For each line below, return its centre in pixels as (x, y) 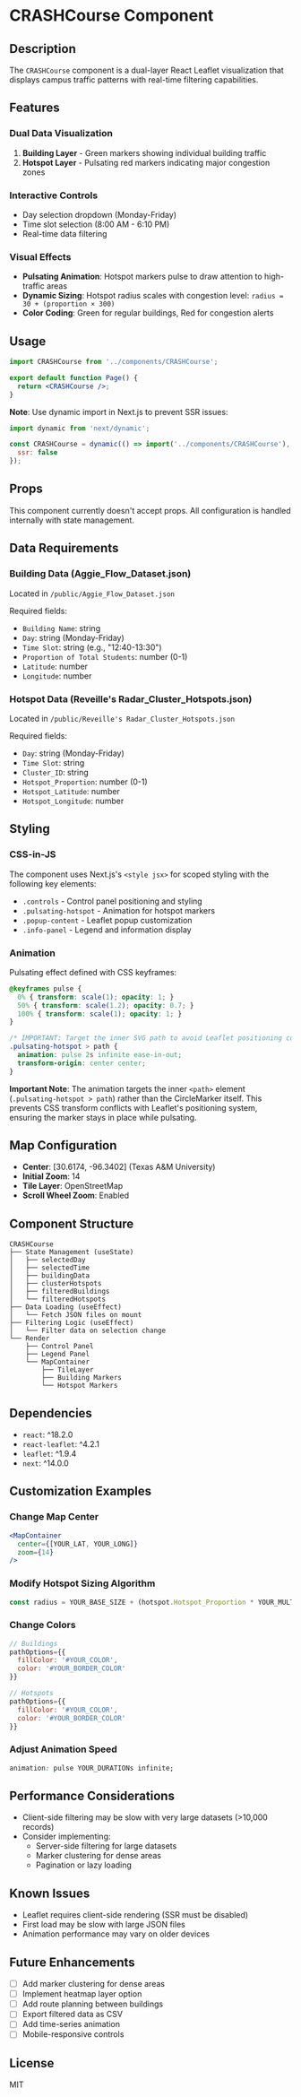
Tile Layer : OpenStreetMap (73, 1186)
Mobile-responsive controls (73, 2034)
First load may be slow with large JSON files (103, 1925)
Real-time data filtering (64, 233)
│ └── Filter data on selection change (88, 1331)
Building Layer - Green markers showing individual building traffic (144, 152)
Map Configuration (63, 1145)
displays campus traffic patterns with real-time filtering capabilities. (134, 80)
